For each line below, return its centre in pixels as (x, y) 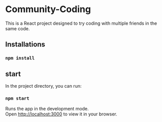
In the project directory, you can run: (43, 86)
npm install (20, 58)
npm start (17, 98)
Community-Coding (48, 9)
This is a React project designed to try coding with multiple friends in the (81, 23)
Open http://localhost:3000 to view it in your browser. (61, 114)
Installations (25, 45)
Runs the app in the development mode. (47, 109)
